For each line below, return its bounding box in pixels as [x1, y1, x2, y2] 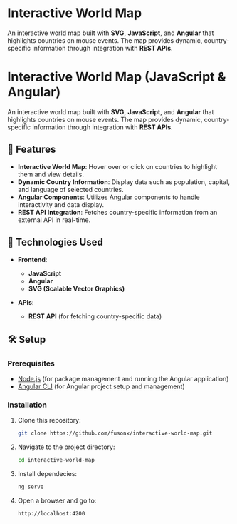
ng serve [17, 483, 44, 490]
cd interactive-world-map [17, 457, 95, 464]
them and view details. [17, 170, 84, 178]
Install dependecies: [17, 470, 77, 478]
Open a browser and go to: [17, 496, 97, 505]
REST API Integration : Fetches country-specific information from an [17, 208, 218, 216]
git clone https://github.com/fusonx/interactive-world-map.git [17, 430, 213, 437]
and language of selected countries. [17, 185, 125, 193]
